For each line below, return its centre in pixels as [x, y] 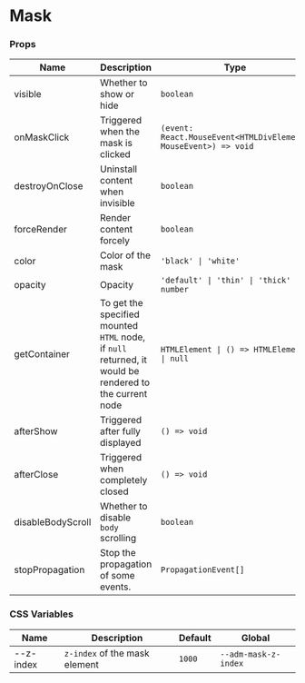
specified [120, 314]
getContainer [42, 354]
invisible [117, 203]
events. [115, 587]
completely [123, 480]
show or [117, 94]
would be [119, 371]
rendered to [125, 382]
